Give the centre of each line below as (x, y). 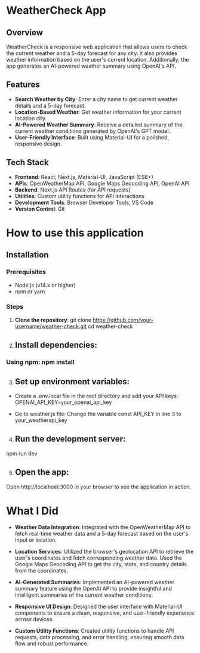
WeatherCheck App (56, 10)
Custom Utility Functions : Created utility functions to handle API (94, 631)
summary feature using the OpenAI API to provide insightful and (93, 589)
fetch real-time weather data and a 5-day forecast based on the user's (101, 534)
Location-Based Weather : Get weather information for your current (98, 112)
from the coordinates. (41, 571)
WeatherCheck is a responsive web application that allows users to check (97, 47)
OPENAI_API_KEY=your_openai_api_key (63, 402)
